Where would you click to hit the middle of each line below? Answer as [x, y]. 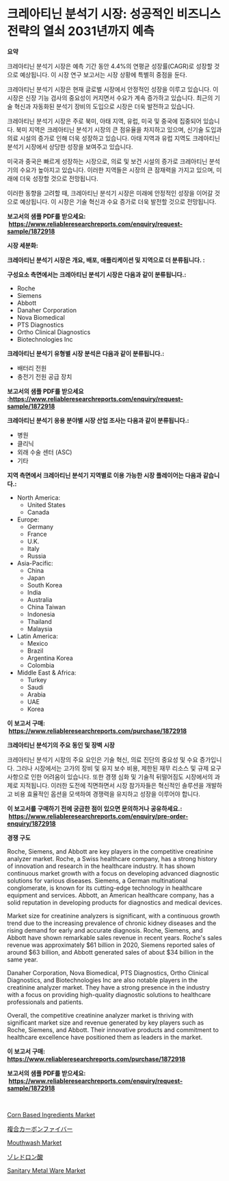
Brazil [35, 651]
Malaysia [40, 629]
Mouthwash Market [35, 1143]
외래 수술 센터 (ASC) [44, 452]
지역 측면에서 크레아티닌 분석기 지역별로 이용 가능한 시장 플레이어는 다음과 [104, 475]
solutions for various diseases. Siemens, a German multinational [97, 880]
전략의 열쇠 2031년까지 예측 [81, 31]
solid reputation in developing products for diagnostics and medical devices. [114, 902]
